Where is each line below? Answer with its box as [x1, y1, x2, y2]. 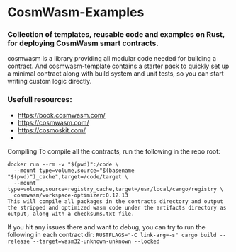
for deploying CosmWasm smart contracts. [7, 38, 159, 48]
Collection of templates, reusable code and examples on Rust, [7, 30, 225, 40]
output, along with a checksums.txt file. [7, 210, 135, 217]
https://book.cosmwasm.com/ [17, 110, 106, 119]
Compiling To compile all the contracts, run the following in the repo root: [7, 147, 221, 156]
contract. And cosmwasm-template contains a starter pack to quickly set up [7, 62, 230, 71]
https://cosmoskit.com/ [17, 125, 86, 134]
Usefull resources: [7, 95, 72, 105]
